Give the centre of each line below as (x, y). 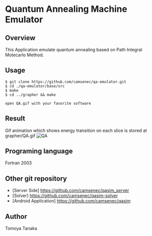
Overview (20, 38)
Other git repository (36, 178)
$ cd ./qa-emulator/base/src (35, 86)
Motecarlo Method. (25, 55)
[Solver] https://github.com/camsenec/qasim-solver (65, 196)
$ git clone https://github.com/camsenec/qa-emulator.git (66, 82)
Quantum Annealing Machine (66, 9)
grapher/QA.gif (20, 136)
